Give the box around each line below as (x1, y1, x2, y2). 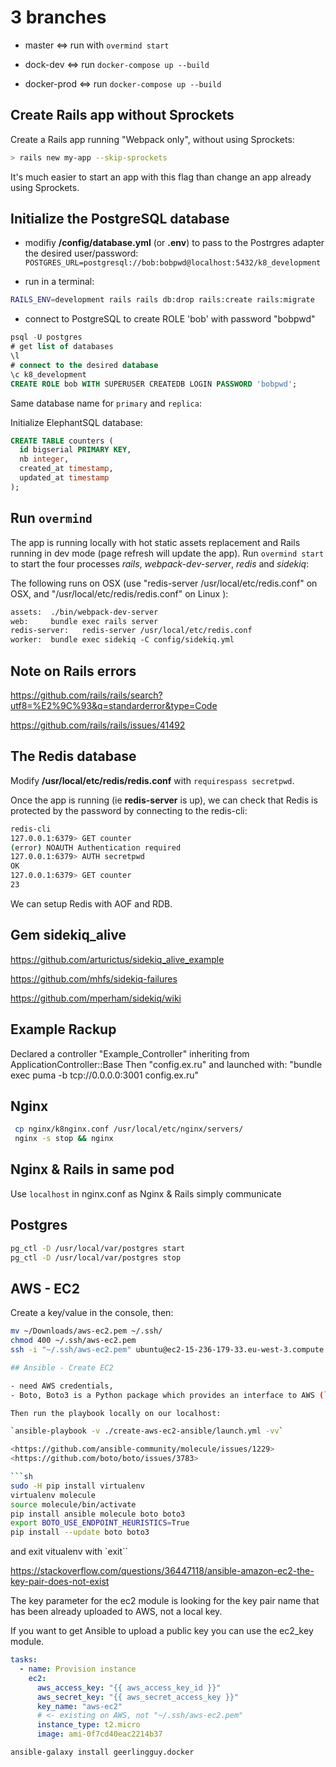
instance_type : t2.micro (36, 1720, 141, 1730)
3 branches (10, 6, 107, 29)
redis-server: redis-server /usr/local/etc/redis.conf (10, 626, 253, 636)
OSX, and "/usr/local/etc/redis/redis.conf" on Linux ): (10, 587, 229, 600)
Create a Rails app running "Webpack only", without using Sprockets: (10, 133, 295, 145)
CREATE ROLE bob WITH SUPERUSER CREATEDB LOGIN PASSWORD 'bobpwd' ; (10, 379, 298, 389)
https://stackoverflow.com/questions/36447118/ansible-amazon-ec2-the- (10, 1565, 315, 1577)
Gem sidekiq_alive (10, 927, 127, 944)
